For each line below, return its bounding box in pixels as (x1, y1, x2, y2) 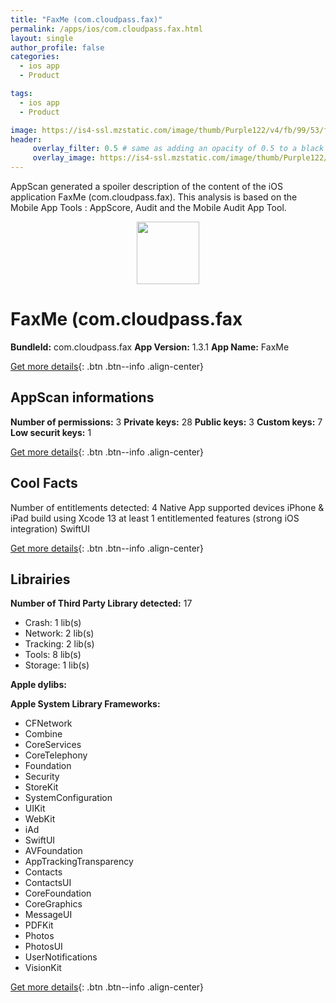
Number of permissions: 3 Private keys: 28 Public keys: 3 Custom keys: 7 (10, 416, 323, 428)
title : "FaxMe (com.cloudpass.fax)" (10, 14, 163, 25)
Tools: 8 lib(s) (24, 649, 82, 661)
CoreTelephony (24, 749, 88, 761)
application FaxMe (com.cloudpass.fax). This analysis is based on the (10, 191, 298, 203)
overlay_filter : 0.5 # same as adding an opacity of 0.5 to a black (32, 144, 325, 154)
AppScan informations (10, 389, 155, 406)
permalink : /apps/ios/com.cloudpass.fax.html (10, 24, 203, 34)
